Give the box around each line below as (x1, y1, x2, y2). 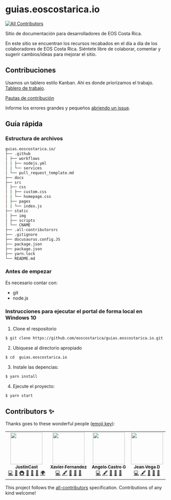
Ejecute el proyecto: (12, 383, 55, 389)
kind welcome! (5, 490, 36, 496)
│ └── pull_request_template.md (5, 170, 74, 175)
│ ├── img (5, 213, 27, 218)
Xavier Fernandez (50, 464, 87, 470)
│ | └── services (5, 165, 42, 171)
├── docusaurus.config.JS (5, 237, 60, 242)
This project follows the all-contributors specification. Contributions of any (5, 485, 162, 491)
